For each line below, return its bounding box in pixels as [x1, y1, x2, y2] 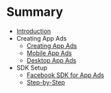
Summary [6, 4, 63, 20]
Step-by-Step [26, 78, 66, 86]
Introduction [16, 27, 51, 35]
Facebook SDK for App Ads [26, 70, 104, 79]
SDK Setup [16, 63, 47, 72]
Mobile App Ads [26, 49, 73, 57]
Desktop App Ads [26, 56, 77, 64]
